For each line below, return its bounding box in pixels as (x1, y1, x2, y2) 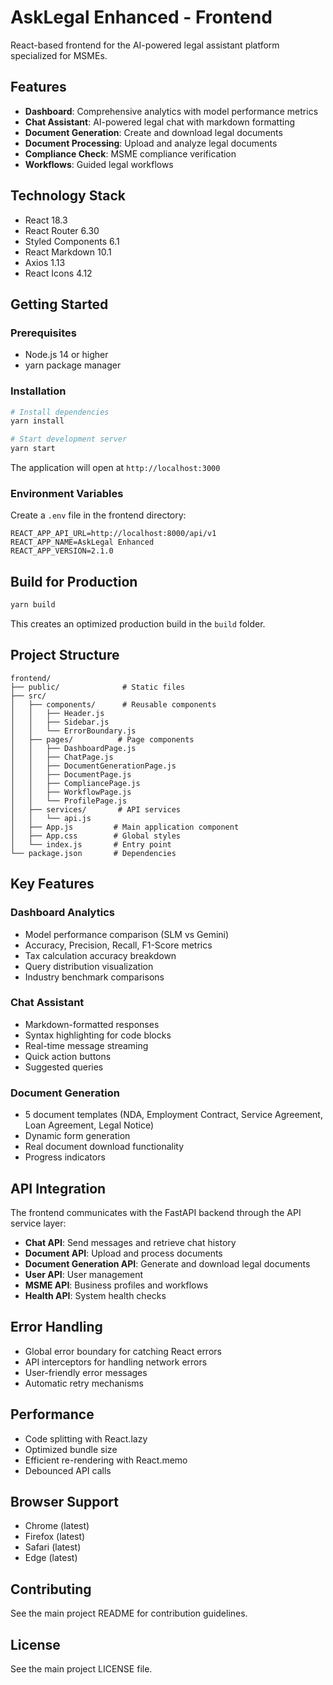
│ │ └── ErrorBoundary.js (10, 726, 137, 736)
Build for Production (10, 573, 138, 590)
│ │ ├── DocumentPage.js (10, 769, 132, 780)
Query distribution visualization (24, 960, 154, 972)
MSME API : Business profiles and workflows (24, 1279, 209, 1291)
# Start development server (10, 434, 128, 445)
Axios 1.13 (24, 256, 66, 268)
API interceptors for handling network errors (24, 1356, 208, 1368)
